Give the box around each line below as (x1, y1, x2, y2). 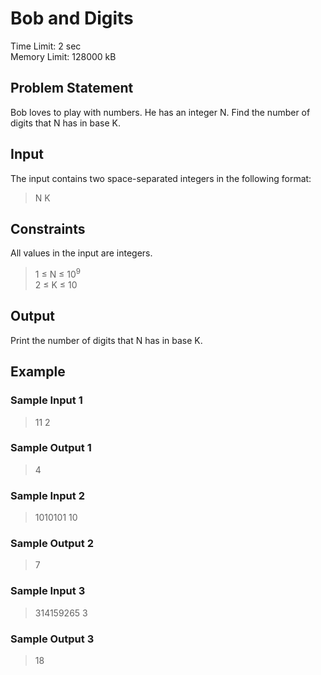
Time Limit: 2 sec (10, 40, 82, 52)
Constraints (10, 220, 86, 237)
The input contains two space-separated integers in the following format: (10, 172, 312, 184)
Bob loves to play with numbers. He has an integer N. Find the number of (10, 106, 311, 118)
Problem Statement (10, 80, 134, 97)
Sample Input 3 (10, 584, 86, 598)
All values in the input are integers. (10, 247, 153, 259)
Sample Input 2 (10, 488, 85, 502)
